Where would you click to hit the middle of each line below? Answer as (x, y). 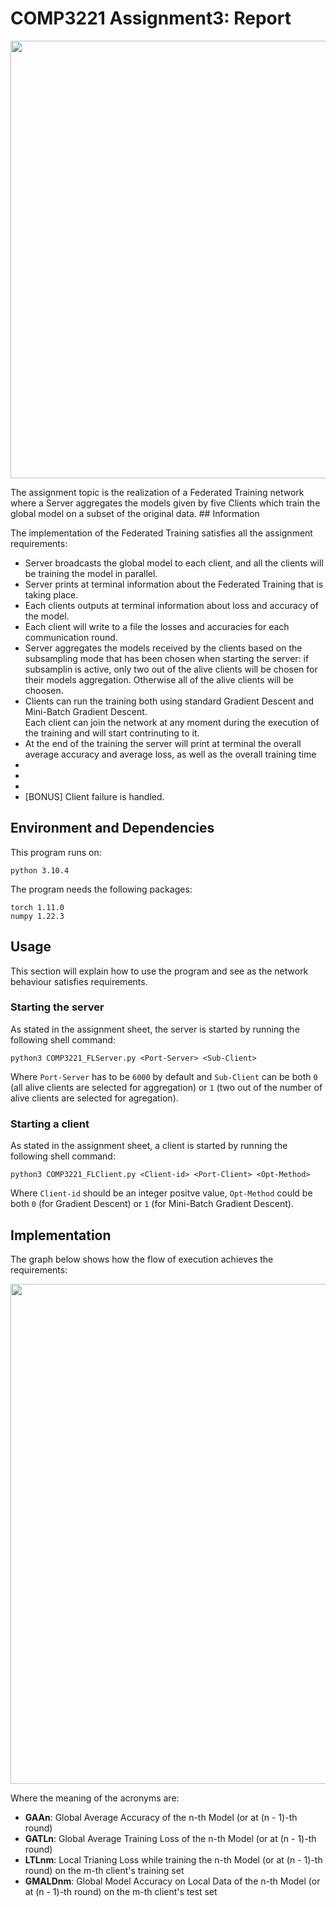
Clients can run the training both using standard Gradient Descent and (169, 701)
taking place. (51, 594)
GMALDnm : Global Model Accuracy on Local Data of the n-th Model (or (172, 1881)
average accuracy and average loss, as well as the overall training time (170, 754)
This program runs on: (56, 852)
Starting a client (50, 1124)
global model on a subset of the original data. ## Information (135, 513)
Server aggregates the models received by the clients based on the (163, 648)
